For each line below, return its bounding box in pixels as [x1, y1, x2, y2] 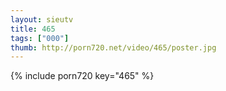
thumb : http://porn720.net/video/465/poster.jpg [10, 42, 217, 53]
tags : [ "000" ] [10, 33, 70, 43]
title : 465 [10, 24, 56, 34]
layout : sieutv [10, 14, 74, 25]
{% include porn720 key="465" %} [10, 70, 155, 82]
